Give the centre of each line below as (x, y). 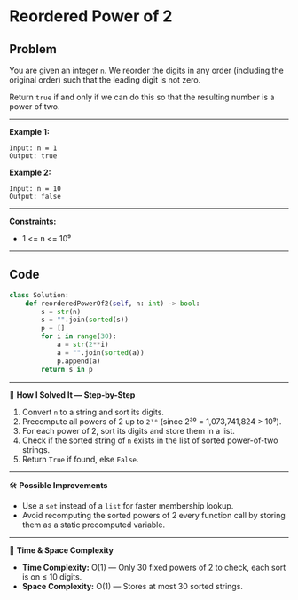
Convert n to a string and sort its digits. (93, 412)
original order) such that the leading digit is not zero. (105, 80)
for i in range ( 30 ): (79, 336)
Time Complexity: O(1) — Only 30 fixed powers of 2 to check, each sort (154, 567)
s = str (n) (61, 312)
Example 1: (30, 132)
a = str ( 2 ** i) (82, 345)
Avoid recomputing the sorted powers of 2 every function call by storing (153, 515)
